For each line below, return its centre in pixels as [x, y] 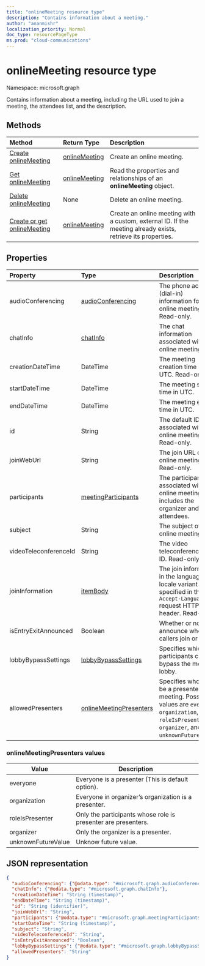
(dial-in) [171, 293]
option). [87, 787]
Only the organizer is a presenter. [124, 832]
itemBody [95, 591]
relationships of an [136, 178]
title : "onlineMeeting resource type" [56, 12]
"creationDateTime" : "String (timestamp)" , [68, 895]
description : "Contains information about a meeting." [77, 18]
